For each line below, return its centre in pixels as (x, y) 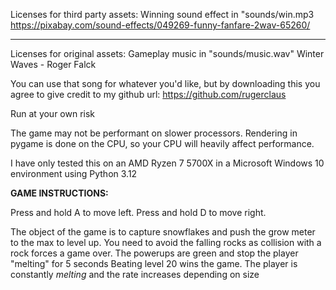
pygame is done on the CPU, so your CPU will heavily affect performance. (162, 143)
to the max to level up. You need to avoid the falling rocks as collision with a (166, 242)
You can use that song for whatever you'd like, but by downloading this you (165, 83)
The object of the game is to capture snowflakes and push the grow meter (163, 232)
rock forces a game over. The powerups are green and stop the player (154, 253)
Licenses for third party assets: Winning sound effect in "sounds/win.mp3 (162, 14)
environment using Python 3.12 (74, 173)
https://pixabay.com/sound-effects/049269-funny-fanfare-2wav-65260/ (160, 25)
